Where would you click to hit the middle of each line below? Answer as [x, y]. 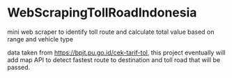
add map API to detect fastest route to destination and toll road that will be [114, 59]
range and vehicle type [40, 39]
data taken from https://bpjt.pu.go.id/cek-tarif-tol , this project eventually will [116, 52]
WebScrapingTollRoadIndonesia [102, 13]
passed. [19, 67]
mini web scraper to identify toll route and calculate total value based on [111, 32]
